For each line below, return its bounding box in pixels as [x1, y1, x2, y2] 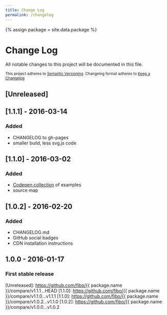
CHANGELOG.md [12, 229, 50, 235]
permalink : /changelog [5, 12, 54, 17]
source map [12, 187, 38, 193]
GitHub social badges [12, 234, 59, 240]
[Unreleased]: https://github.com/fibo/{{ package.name [5, 282, 122, 288]
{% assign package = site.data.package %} [5, 26, 97, 32]
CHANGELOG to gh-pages [12, 134, 69, 140]
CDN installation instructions [12, 240, 73, 246]
